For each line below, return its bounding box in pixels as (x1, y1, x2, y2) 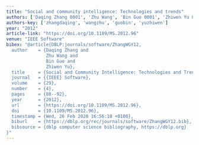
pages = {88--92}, (11, 91, 68, 97)
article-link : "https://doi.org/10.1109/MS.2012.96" (6, 31, 139, 37)
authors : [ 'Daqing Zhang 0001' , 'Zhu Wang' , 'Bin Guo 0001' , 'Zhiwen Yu (6, 14, 190, 20)
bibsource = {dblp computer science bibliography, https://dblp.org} (11, 124, 187, 130)
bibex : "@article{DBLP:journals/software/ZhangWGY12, (6, 42, 142, 48)
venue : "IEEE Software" (6, 36, 65, 42)
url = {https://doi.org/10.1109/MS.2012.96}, (11, 102, 142, 108)
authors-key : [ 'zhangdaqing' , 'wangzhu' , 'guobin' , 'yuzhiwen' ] (6, 20, 168, 25)
